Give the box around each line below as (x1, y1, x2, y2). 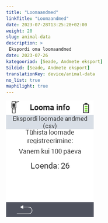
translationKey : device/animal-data (6, 71, 95, 77)
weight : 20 (6, 28, 33, 34)
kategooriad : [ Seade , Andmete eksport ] (6, 58, 103, 64)
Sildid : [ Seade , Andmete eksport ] (6, 65, 90, 71)
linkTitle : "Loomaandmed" (6, 15, 69, 22)
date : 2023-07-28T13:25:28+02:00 (6, 22, 88, 27)
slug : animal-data (6, 34, 51, 40)
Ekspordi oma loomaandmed (8, 47, 72, 53)
